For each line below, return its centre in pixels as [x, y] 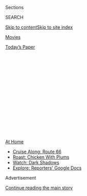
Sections [14, 7]
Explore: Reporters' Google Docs [47, 168]
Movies [13, 37]
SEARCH [14, 17]
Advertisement [21, 178]
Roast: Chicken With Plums [41, 157]
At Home [14, 142]
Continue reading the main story [39, 188]
